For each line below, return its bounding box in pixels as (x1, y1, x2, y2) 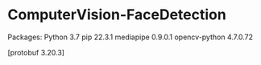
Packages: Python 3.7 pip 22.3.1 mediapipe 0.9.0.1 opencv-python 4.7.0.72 (7, 32, 253, 42)
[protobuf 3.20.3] (7, 47, 65, 57)
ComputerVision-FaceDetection (7, 6, 226, 24)
